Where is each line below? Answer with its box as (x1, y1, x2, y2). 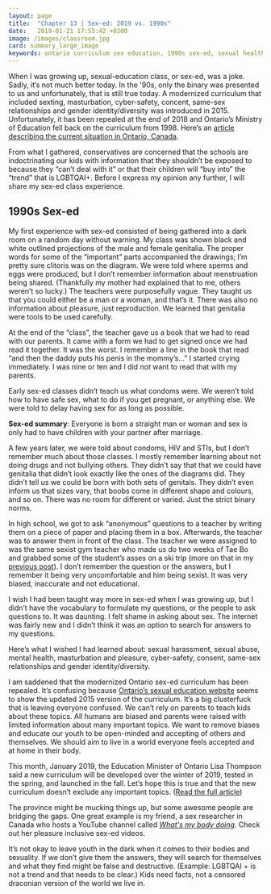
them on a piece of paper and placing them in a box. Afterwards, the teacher (8, 527, 263, 537)
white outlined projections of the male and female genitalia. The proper (8, 243, 244, 253)
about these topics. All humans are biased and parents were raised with (8, 711, 247, 721)
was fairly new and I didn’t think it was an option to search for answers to (8, 620, 252, 629)
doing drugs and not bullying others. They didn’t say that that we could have (8, 460, 262, 470)
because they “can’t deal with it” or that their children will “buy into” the (8, 165, 246, 173)
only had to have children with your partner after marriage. (8, 427, 203, 437)
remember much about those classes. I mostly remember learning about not (8, 451, 261, 461)
